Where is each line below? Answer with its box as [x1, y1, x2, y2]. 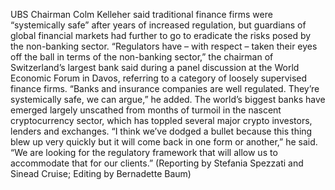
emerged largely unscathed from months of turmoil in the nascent [10, 104, 282, 116]
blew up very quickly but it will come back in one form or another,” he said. [10, 136, 318, 148]
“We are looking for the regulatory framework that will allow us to [10, 147, 278, 158]
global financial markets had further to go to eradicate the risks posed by [10, 30, 312, 41]
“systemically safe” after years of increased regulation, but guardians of [10, 19, 307, 31]
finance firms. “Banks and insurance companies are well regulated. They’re [10, 83, 320, 94]
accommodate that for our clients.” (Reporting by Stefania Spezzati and [10, 157, 304, 169]
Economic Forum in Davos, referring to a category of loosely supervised [10, 72, 308, 84]
